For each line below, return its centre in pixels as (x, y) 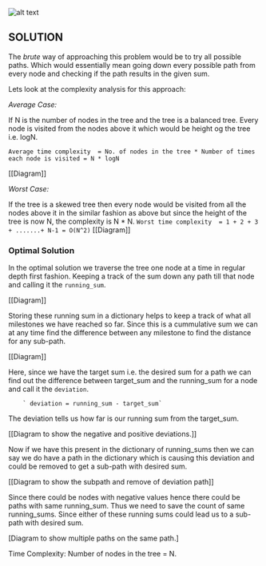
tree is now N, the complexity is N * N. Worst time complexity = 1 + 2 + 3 (133, 221)
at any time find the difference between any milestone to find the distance (130, 333)
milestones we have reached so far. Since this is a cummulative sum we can (133, 324)
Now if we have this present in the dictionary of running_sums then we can (131, 449)
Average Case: (33, 105)
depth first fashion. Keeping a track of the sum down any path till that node (131, 276)
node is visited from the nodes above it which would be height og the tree (129, 129)
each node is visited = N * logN (64, 158)
